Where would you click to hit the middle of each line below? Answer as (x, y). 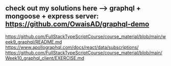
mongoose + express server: (52, 16)
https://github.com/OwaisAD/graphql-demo (77, 24)
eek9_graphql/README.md (34, 42)
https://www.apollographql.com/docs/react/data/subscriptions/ (72, 47)
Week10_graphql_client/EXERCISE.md (45, 58)
